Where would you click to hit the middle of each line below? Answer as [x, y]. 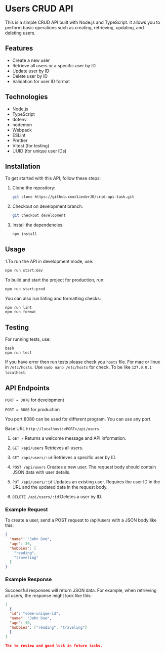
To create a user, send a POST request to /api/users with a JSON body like [81, 520]
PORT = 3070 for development [35, 400]
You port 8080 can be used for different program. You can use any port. [78, 419]
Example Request [26, 509]
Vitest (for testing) [31, 145]
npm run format [21, 312]
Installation [23, 166]
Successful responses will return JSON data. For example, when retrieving [81, 590]
